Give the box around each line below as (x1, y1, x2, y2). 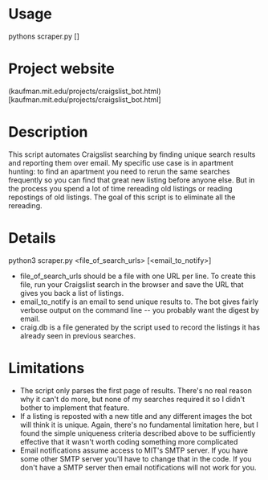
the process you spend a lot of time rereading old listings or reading (8, 183, 233, 193)
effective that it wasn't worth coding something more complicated (19, 437, 238, 446)
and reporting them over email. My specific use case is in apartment (8, 158, 234, 167)
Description (8, 123, 88, 142)
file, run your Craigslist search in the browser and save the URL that (19, 279, 244, 289)
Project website (8, 59, 115, 78)
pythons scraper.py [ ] (8, 31, 80, 41)
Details (8, 229, 56, 247)
